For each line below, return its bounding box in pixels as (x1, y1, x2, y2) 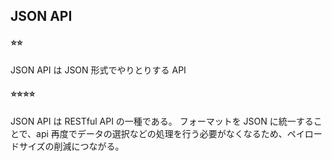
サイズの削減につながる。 (18, 140, 125, 152)
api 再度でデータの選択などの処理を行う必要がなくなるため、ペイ (36, 127, 305, 139)
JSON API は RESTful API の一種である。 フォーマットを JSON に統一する (10, 115, 314, 127)
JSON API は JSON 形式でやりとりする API (10, 64, 187, 76)
